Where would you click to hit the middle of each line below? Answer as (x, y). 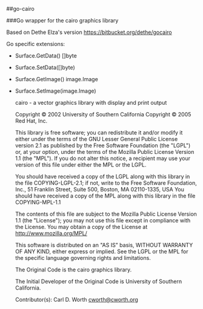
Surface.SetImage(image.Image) (55, 91)
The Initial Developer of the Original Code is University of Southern (98, 281)
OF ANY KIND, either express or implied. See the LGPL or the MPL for (101, 251)
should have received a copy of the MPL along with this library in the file (105, 196)
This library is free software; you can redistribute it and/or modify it (99, 132)
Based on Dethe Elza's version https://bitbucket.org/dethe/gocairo (89, 32)
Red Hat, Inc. (31, 121)
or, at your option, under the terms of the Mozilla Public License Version (105, 152)
